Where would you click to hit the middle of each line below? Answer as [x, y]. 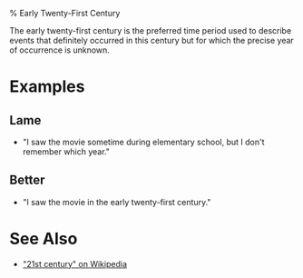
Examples [47, 87]
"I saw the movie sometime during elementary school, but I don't [143, 142]
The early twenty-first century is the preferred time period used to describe [151, 30]
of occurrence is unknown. [60, 50]
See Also [44, 239]
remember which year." [66, 152]
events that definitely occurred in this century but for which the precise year [152, 40]
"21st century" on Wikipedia [74, 263]
